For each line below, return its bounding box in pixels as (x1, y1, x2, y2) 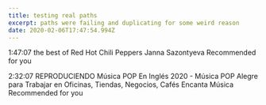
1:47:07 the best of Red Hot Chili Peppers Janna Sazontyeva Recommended (8, 48, 256, 58)
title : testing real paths (8, 11, 98, 20)
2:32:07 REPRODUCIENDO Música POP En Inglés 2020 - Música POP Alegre (8, 72, 259, 81)
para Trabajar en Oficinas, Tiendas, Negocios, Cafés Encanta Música (8, 80, 234, 89)
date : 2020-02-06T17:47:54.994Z (8, 26, 115, 34)
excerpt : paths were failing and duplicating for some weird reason (8, 19, 240, 27)
